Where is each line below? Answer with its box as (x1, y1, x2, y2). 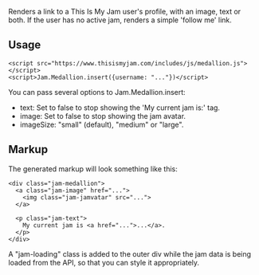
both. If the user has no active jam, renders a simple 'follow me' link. (8, 15, 233, 25)
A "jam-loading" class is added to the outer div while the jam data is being (8, 249, 252, 258)
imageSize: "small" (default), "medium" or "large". (19, 120, 184, 129)
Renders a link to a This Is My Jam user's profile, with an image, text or (8, 7, 241, 16)
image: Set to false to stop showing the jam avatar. (19, 111, 186, 120)
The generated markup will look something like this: (8, 163, 178, 174)
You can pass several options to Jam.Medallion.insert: (8, 87, 186, 96)
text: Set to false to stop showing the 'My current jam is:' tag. (19, 103, 221, 112)
